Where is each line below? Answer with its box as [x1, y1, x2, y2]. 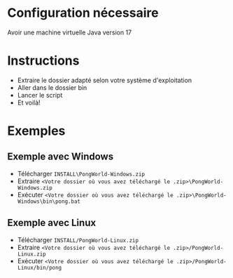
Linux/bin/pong [17, 264, 62, 271]
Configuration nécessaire [7, 5, 159, 21]
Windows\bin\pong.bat [17, 198, 80, 205]
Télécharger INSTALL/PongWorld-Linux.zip [17, 235, 139, 244]
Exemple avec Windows [7, 151, 114, 163]
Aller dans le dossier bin [17, 83, 87, 92]
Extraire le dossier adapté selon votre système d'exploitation [17, 76, 192, 84]
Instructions [7, 53, 80, 69]
